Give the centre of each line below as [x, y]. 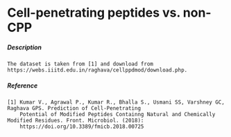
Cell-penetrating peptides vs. [94, 13]
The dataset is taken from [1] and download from [80, 64]
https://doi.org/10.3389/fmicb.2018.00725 [82, 127]
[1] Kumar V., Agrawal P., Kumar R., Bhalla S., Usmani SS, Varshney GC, [116, 102]
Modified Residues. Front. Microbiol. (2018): [76, 121]
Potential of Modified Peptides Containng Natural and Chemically [118, 115]
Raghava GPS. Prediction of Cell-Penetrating [74, 108]
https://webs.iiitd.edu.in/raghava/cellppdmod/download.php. [97, 70]
